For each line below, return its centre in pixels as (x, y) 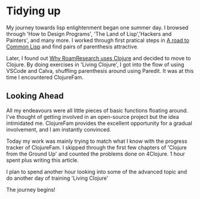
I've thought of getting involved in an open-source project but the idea (93, 117)
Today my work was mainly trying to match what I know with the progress (97, 141)
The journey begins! (31, 189)
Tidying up (33, 11)
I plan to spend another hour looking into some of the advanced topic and (96, 172)
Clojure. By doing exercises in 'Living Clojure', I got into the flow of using (95, 65)
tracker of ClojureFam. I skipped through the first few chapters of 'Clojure (96, 147)
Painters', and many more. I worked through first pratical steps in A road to (98, 40)
